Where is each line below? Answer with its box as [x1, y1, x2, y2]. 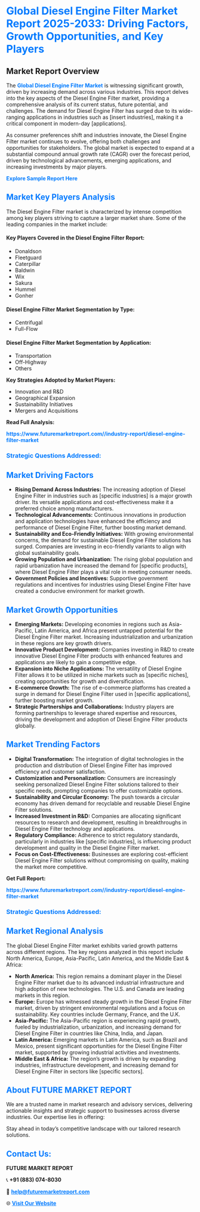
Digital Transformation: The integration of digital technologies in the [14, 755, 184, 762]
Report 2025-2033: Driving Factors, [6, 17, 189, 30]
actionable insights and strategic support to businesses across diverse [6, 1107, 180, 1115]
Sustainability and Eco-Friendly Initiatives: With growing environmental [14, 530, 194, 538]
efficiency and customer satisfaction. [14, 768, 106, 775]
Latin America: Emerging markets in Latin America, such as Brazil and [14, 1036, 188, 1043]
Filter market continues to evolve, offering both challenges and [6, 138, 161, 145]
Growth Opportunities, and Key [6, 30, 164, 43]
